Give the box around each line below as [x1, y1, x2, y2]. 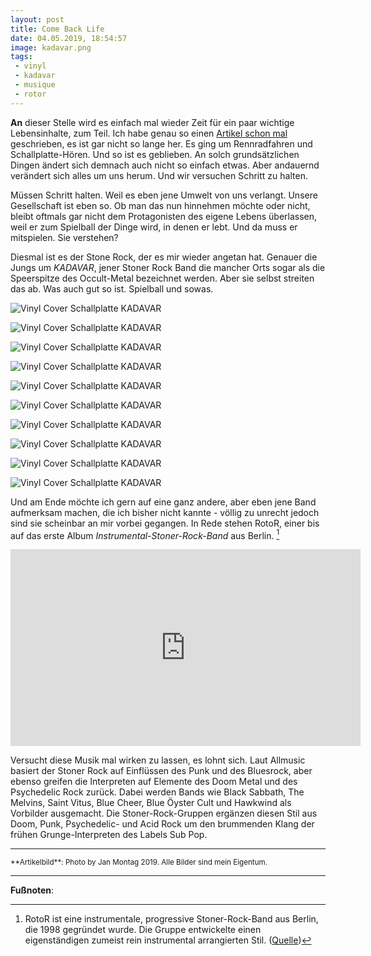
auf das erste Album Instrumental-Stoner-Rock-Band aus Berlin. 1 [10, 527, 280, 541]
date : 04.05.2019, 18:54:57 [10, 33, 128, 43]
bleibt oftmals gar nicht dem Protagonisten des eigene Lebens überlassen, [10, 210, 318, 222]
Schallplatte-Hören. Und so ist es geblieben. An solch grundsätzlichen [10, 148, 300, 160]
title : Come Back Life [10, 24, 105, 34]
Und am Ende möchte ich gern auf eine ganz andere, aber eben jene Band [10, 496, 317, 508]
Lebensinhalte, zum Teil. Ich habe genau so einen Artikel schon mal [10, 127, 288, 139]
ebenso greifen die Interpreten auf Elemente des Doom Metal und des [10, 776, 298, 788]
